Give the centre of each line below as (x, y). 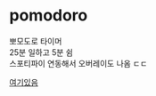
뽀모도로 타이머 (36, 41)
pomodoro (49, 16)
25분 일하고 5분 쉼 (41, 52)
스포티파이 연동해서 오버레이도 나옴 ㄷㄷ (78, 63)
